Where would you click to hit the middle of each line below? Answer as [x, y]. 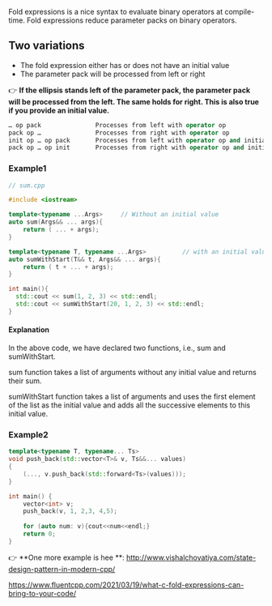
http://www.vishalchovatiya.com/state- [191, 557]
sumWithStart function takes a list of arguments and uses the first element [132, 397]
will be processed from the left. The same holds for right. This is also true [134, 101]
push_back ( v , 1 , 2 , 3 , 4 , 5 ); [70, 511]
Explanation [29, 330]
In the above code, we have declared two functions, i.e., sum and [117, 348]
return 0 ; [40, 534]
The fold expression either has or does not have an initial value [125, 65]
